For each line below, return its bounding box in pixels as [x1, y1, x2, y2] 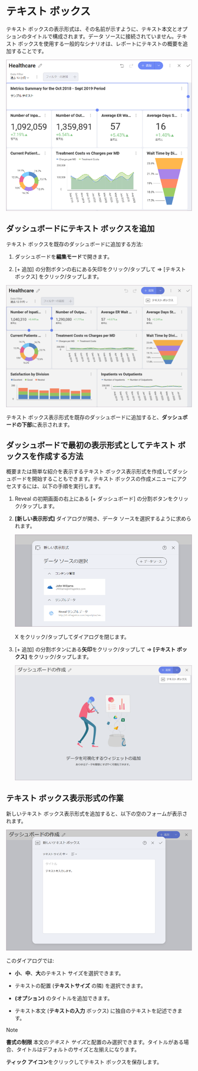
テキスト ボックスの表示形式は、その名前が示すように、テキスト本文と [6, 25, 178, 32]
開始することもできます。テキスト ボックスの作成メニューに [31, 475, 177, 483]
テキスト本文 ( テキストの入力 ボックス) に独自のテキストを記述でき [14, 1007, 178, 1014]
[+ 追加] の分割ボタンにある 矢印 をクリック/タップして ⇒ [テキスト [14, 645, 176, 653]
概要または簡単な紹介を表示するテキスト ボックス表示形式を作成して [6, 468, 173, 475]
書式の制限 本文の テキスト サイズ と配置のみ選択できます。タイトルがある [6, 1039, 184, 1046]
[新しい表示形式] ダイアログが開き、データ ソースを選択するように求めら [14, 515, 192, 522]
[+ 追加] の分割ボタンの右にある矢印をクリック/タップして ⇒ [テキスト [14, 265, 186, 272]
